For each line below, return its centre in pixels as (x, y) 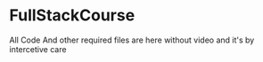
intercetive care (38, 49)
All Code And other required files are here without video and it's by (132, 40)
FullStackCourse (72, 15)
